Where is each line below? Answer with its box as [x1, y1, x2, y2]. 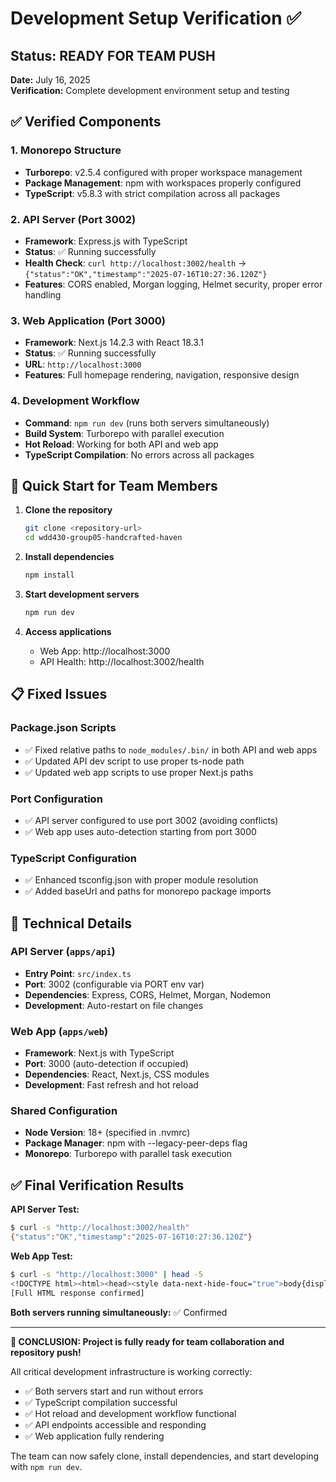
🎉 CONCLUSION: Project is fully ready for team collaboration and [10, 1335, 285, 1347]
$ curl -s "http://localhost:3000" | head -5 [10, 1270, 203, 1280]
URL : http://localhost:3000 [24, 358, 142, 371]
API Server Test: [10, 1203, 80, 1216]
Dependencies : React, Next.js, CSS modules [24, 1068, 210, 1081]
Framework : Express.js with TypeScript [24, 235, 188, 247]
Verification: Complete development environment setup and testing [10, 85, 290, 96]
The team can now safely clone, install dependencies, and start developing [10, 1450, 320, 1462]
